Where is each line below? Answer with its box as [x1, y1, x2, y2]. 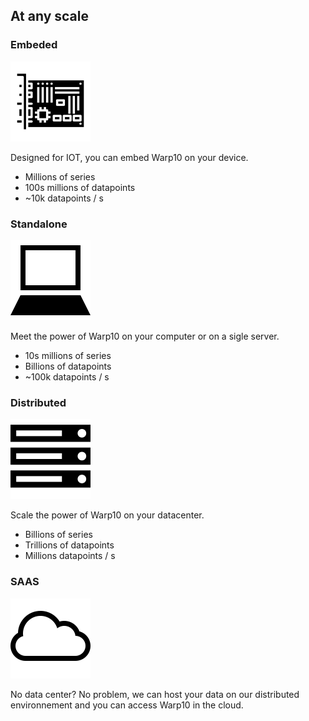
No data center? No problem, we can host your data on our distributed [10, 688, 300, 700]
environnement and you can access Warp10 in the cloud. [10, 699, 244, 711]
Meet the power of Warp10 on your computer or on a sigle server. [10, 330, 280, 342]
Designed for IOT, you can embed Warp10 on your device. [10, 151, 249, 163]
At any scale [10, 8, 90, 25]
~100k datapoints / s [24, 370, 110, 383]
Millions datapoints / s [24, 550, 116, 562]
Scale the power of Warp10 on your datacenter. [10, 509, 205, 521]
